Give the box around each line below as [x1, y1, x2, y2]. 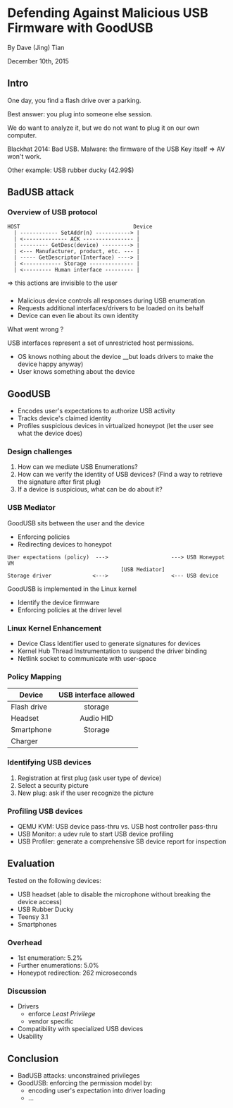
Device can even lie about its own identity [17, 312, 139, 320]
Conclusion [7, 1052, 59, 1064]
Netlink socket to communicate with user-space [17, 655, 157, 663]
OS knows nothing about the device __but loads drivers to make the [17, 353, 213, 361]
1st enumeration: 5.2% [17, 954, 83, 962]
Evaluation [7, 858, 55, 870]
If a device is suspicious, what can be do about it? [17, 485, 163, 494]
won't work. [7, 152, 42, 160]
